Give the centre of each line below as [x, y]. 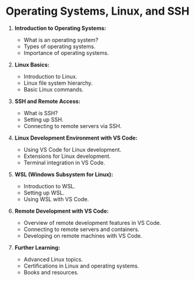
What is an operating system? [61, 40]
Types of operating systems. [59, 46]
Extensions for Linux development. [67, 156]
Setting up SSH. [44, 119]
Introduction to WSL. [49, 186]
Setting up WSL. [44, 193]
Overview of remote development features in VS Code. [92, 222]
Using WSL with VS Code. [56, 199]
